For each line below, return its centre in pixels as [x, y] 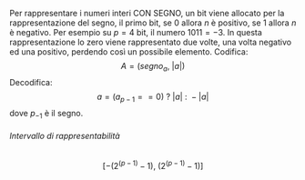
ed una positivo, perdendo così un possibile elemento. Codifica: [129, 52]
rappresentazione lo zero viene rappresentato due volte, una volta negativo [151, 42]
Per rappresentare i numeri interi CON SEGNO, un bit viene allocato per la [147, 13]
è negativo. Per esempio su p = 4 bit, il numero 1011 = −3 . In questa [136, 32]
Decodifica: [31, 82]
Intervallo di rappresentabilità [65, 135]
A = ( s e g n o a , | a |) [153, 67]
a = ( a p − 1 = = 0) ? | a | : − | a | [153, 97]
